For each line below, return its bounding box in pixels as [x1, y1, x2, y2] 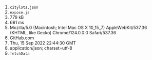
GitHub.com [9, 35, 34, 41]
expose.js [9, 10, 30, 15]
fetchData [9, 51, 30, 56]
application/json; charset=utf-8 [9, 45, 73, 51]
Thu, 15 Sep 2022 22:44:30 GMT [9, 40, 76, 45]
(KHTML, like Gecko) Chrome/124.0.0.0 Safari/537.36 [9, 30, 116, 35]
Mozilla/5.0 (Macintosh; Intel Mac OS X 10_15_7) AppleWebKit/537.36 [9, 25, 147, 30]
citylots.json [9, 5, 38, 10]
